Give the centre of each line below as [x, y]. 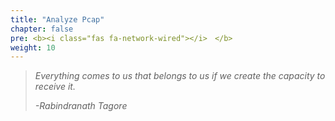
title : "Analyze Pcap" [57, 19]
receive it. [55, 87]
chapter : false [42, 29]
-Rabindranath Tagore [81, 106]
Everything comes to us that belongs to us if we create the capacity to [180, 76]
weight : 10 [33, 47]
